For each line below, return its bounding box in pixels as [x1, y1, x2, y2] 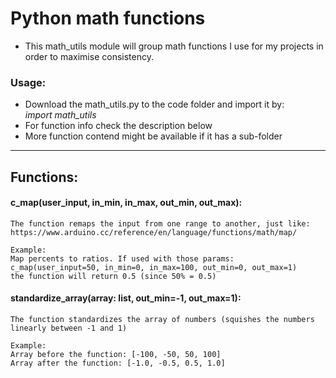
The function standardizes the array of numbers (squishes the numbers [10, 315, 315, 325]
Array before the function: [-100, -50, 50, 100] [10, 350, 222, 360]
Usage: [10, 75, 47, 89]
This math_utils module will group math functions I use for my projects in [24, 40, 324, 52]
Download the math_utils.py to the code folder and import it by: [24, 98, 285, 111]
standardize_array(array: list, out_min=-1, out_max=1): [10, 292, 242, 304]
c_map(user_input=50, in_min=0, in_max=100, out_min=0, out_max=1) [10, 262, 298, 272]
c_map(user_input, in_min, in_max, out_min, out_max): [10, 197, 243, 209]
